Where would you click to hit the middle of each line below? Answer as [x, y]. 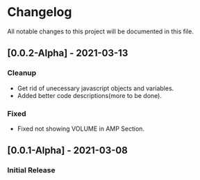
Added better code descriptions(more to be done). [89, 95]
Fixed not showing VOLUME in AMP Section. [81, 129]
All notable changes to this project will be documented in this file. [101, 31]
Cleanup [22, 73]
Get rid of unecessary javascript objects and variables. [95, 88]
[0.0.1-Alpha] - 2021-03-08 [68, 150]
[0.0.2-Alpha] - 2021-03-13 [68, 53]
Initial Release [31, 170]
